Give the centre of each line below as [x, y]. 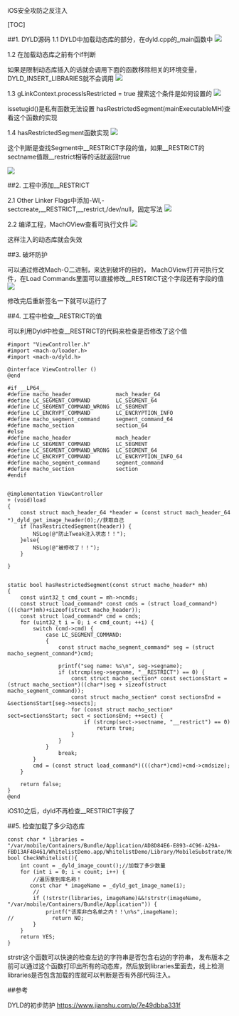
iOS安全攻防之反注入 [38, 10]
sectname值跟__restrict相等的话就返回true [69, 157]
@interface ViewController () [52, 369]
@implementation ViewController [55, 494]
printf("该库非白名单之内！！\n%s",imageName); [112, 912]
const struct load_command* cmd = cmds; [81, 616]
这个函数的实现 [35, 117]
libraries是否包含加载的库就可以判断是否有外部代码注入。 [91, 975]
